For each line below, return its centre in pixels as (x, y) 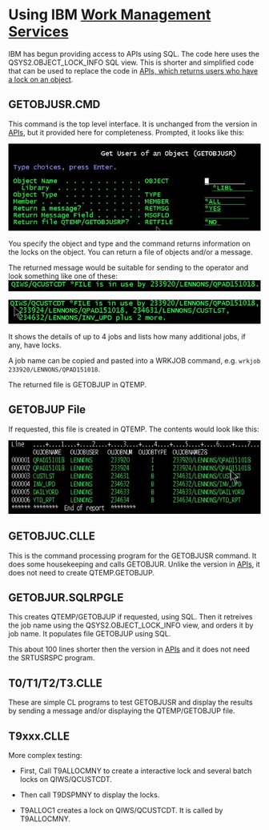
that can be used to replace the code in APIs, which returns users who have (133, 70)
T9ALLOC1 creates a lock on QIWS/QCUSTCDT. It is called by (121, 811)
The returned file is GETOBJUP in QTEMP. (77, 384)
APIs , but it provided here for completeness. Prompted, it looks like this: (126, 132)
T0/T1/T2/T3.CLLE (55, 683)
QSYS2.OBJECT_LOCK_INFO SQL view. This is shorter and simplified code (131, 62)
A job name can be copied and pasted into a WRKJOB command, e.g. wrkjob (134, 360)
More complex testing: (45, 756)
